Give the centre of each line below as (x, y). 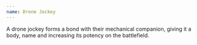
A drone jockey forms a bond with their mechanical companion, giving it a (99, 29)
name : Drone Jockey (31, 12)
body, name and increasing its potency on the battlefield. (78, 35)
